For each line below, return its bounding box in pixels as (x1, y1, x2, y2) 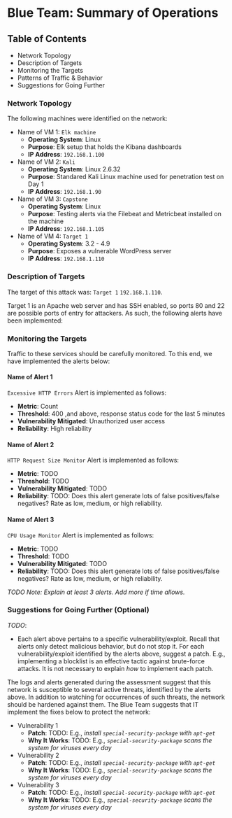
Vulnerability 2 (17, 751, 59, 759)
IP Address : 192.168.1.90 (27, 188, 101, 196)
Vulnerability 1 (17, 721, 58, 729)
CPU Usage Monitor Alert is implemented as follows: (7, 530, 154, 540)
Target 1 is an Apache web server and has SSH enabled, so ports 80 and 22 (7, 301, 225, 309)
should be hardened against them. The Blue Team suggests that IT (7, 700, 199, 708)
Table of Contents (7, 33, 87, 45)
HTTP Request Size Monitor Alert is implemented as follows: (7, 456, 180, 465)
